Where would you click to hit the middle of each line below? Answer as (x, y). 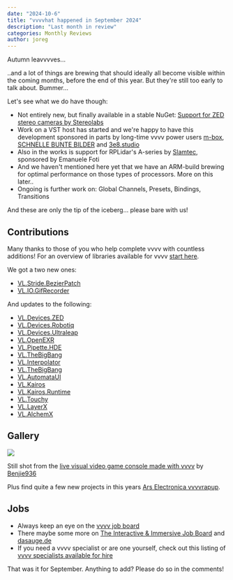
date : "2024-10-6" (34, 14)
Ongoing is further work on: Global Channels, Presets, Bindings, (109, 189)
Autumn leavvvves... (37, 59)
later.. (25, 181)
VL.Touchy (33, 399)
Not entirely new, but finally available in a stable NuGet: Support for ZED (121, 115)
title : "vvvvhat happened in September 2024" (74, 20)
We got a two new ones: (42, 269)
